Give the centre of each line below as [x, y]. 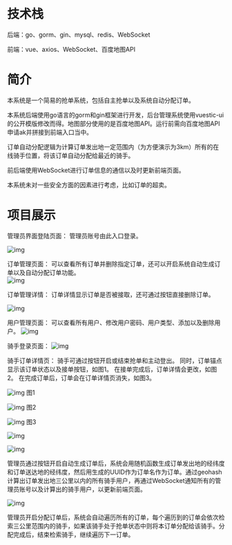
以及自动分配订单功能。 [46, 272]
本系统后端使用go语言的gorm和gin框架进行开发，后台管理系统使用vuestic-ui [116, 115]
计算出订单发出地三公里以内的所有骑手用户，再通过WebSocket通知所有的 [111, 480]
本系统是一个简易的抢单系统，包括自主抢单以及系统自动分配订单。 [101, 100]
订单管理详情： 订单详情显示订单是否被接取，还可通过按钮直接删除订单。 [111, 294]
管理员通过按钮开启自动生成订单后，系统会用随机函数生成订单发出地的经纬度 [116, 463]
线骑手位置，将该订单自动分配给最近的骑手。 [71, 155]
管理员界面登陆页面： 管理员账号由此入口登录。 [75, 236]
